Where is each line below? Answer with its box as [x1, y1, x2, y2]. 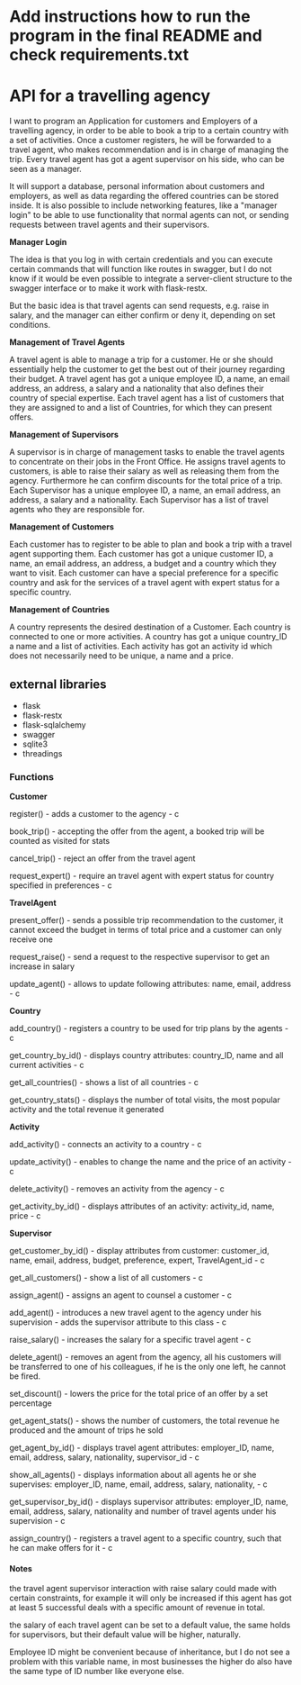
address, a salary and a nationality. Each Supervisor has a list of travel [9, 494, 269, 505]
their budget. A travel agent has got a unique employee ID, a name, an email [9, 374, 290, 385]
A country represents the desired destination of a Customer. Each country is [9, 621, 291, 632]
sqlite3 [22, 738, 48, 749]
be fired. [9, 1371, 41, 1382]
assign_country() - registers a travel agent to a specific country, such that [9, 1533, 282, 1544]
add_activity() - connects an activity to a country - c [9, 1139, 202, 1150]
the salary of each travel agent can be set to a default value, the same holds [9, 1619, 291, 1631]
